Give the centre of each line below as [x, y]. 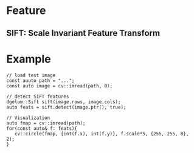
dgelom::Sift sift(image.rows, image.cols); [64, 102]
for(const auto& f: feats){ [42, 128]
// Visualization [28, 118]
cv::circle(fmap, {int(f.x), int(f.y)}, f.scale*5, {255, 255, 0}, [102, 134]
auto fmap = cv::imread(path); [46, 123]
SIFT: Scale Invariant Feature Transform [83, 33]
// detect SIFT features [38, 97]
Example [29, 59]
